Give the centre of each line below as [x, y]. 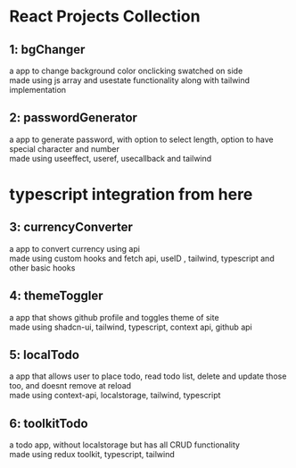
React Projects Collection [105, 17]
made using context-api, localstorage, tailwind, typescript [115, 396]
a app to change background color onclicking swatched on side [126, 71]
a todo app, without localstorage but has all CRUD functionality [125, 445]
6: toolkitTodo [49, 423]
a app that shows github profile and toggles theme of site [115, 317]
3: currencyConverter [71, 227]
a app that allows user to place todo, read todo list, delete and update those [148, 376]
